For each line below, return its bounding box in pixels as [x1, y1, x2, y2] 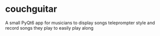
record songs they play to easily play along [5, 25, 93, 31]
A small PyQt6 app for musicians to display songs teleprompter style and [5, 20, 155, 26]
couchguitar [5, 3, 57, 15]
